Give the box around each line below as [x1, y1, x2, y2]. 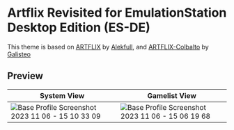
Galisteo [7, 50, 31, 58]
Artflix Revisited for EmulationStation [7, 5, 227, 21]
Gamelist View [147, 90, 197, 100]
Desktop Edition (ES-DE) [7, 19, 151, 35]
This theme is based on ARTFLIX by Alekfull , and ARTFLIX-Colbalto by [7, 42, 209, 51]
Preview [7, 70, 44, 82]
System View [39, 90, 85, 100]
